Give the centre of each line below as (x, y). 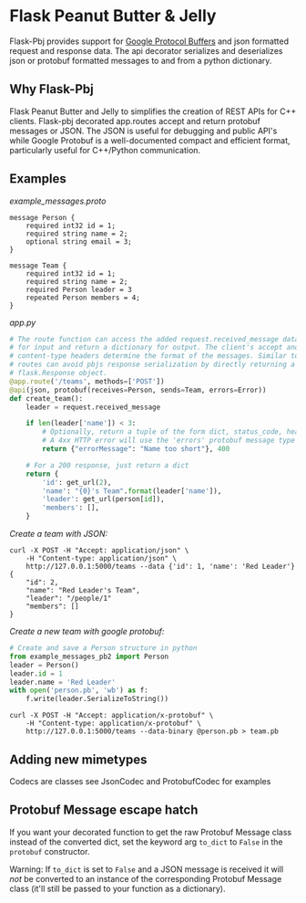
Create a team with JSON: (59, 534)
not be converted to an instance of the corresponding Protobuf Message (146, 878)
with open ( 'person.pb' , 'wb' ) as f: (79, 690)
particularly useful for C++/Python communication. (105, 150)
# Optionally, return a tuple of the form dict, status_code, (163, 432)
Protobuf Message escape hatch (104, 810)
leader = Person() (44, 665)
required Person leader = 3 (79, 289)
